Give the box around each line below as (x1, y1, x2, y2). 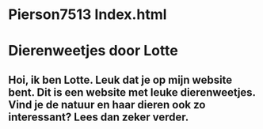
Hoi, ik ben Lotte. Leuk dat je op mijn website (8, 73, 233, 86)
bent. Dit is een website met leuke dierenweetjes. (8, 85, 256, 99)
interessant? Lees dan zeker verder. (8, 110, 189, 123)
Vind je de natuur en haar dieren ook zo (8, 97, 206, 112)
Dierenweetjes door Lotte (8, 42, 178, 60)
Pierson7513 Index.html (8, 6, 167, 24)
